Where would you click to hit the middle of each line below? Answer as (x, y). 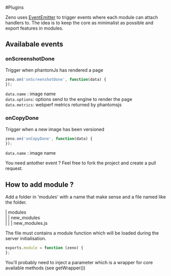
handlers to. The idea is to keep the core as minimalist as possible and (79, 23)
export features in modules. (34, 28)
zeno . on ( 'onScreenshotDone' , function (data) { (56, 79)
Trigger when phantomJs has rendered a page (54, 70)
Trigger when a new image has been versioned (55, 129)
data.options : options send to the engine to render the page (69, 99)
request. (14, 168)
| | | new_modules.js (26, 223)
